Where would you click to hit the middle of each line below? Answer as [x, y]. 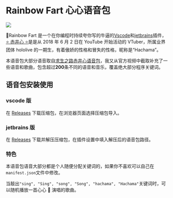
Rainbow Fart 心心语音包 [58, 11]
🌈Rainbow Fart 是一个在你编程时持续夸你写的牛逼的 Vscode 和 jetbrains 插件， [86, 35]
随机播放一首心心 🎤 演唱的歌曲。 [44, 190]
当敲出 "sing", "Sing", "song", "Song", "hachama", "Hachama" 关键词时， [84, 184]
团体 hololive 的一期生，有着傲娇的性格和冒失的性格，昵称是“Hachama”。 [83, 50]
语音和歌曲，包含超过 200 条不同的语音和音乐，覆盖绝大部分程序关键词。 [86, 67]
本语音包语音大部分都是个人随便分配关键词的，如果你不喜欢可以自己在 [80, 166]
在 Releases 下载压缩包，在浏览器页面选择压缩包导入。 [64, 113]
